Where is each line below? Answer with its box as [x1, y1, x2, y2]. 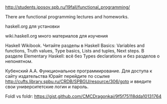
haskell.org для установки [5, 23, 60, 29]
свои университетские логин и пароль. [5, 84, 89, 90]
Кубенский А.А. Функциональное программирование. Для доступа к [5, 68, 153, 74]
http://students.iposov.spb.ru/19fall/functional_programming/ [5, 4, 131, 10]
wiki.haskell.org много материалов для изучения [5, 33, 108, 39]
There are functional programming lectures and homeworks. [5, 14, 129, 19]
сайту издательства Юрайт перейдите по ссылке [5, 73, 110, 79]
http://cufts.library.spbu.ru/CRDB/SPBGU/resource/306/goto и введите [5, 79, 152, 84]
